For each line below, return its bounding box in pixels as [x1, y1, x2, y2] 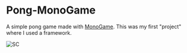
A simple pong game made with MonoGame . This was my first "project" [6, 23, 182, 30]
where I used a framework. [6, 29, 72, 36]
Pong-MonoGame [6, 4, 96, 17]
